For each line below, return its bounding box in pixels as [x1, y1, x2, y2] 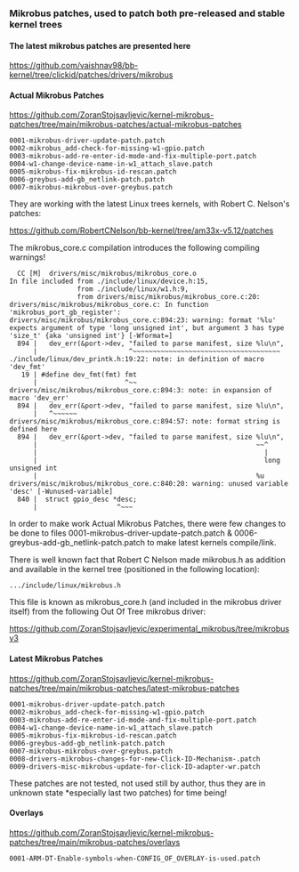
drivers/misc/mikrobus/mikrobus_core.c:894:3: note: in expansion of [9, 386, 273, 395]
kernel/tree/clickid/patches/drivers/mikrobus [9, 69, 174, 80]
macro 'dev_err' [9, 394, 69, 403]
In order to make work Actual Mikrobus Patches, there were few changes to [9, 519, 287, 529]
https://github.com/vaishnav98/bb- [9, 61, 139, 71]
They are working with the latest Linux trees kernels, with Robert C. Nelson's [9, 198, 290, 209]
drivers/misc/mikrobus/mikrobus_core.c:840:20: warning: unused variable [9, 480, 289, 488]
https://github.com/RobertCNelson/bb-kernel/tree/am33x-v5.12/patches [9, 225, 274, 236]
